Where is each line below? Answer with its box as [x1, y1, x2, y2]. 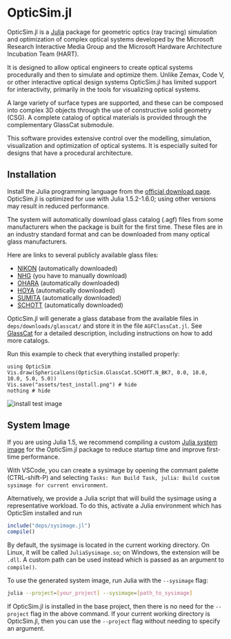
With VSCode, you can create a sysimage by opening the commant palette [7, 465, 219, 474]
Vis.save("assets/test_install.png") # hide [7, 381, 137, 388]
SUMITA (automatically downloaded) [17, 293, 122, 302]
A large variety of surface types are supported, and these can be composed [7, 98, 223, 106]
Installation [7, 169, 57, 180]
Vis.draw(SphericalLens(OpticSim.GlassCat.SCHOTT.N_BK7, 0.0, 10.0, [7, 369, 208, 376]
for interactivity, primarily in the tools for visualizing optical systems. [7, 85, 201, 93]
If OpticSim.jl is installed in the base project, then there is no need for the [7, 602, 214, 611]
